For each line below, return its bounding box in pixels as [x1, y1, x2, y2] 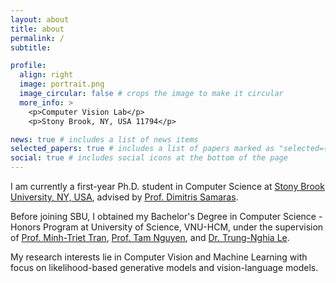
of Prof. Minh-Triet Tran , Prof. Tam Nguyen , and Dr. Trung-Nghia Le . [10, 232, 290, 243]
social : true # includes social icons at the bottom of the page [10, 153, 288, 163]
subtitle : [10, 42, 52, 53]
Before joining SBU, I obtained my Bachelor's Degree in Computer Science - [10, 211, 323, 222]
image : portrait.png [19, 79, 105, 90]
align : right [19, 70, 74, 80]
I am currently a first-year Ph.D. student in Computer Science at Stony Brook [10, 181, 325, 192]
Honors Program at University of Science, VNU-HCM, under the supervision [10, 221, 324, 233]
